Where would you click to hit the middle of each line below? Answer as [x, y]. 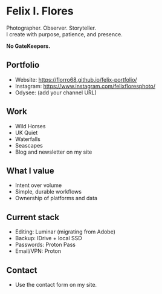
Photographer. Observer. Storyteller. [51, 28]
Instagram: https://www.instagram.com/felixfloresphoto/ [85, 86]
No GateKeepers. [28, 46]
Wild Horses [30, 126]
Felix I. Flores [40, 11]
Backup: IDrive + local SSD [49, 238]
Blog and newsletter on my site [53, 152]
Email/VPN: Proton [38, 251]
